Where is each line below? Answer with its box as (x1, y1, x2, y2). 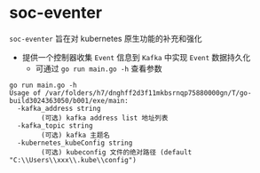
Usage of (9, 88, 42, 98)
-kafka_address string (17, 104, 101, 113)
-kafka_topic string (17, 121, 93, 130)
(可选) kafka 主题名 (41, 130, 111, 139)
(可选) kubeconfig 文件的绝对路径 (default (41, 147, 193, 157)
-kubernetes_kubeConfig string (17, 138, 133, 147)
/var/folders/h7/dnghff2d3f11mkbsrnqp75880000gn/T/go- (44, 88, 252, 98)
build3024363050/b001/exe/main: (9, 96, 129, 105)
